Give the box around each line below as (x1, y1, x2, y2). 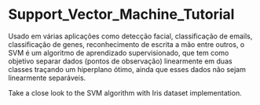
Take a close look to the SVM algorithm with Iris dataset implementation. (8, 88, 242, 97)
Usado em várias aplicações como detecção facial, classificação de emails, (8, 31, 253, 41)
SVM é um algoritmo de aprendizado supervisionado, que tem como (8, 48, 229, 57)
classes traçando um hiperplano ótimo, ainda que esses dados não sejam (8, 64, 246, 74)
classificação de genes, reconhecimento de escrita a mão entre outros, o (8, 39, 245, 49)
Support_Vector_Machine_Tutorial (8, 5, 235, 24)
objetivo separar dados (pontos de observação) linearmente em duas (8, 56, 233, 66)
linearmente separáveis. (8, 73, 86, 82)
